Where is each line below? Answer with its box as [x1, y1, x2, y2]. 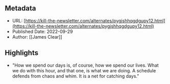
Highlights [5, 48, 39, 58]
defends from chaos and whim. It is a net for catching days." [12, 73, 139, 79]
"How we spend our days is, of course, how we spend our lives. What [12, 62, 159, 68]
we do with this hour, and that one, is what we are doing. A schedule [12, 67, 156, 73]
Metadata [5, 4, 36, 13]
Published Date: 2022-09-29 [12, 28, 73, 35]
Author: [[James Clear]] [12, 34, 62, 40]
